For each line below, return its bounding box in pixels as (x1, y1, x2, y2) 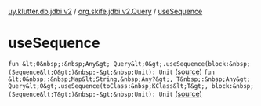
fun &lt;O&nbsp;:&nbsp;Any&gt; (8, 60, 111, 68)
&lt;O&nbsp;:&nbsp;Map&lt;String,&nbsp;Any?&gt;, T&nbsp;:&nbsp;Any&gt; (8, 75, 251, 83)
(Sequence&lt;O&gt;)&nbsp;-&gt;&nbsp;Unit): (8, 68, 156, 76)
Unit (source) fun (158, 67, 216, 76)
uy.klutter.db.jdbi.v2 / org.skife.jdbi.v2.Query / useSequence (8, 7, 203, 16)
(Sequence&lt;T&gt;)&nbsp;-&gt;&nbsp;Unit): (8, 90, 156, 98)
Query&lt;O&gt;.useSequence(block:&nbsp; (113, 60, 251, 68)
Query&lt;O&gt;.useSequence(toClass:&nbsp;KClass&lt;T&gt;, (8, 82, 209, 90)
